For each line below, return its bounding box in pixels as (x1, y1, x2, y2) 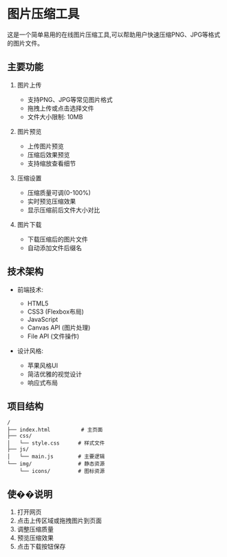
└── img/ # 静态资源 (7, 460, 105, 467)
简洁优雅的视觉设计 (27, 369, 83, 378)
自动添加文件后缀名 (27, 243, 83, 252)
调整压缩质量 (17, 525, 54, 534)
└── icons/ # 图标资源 (19, 468, 105, 475)
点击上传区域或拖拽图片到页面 (17, 516, 102, 525)
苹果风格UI (27, 361, 58, 369)
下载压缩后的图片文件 (27, 235, 88, 243)
